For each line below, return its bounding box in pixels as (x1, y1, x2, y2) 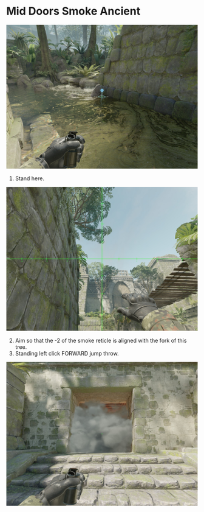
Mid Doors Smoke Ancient (6, 4, 141, 18)
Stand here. (15, 175, 44, 182)
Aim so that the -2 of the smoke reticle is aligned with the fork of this (15, 337, 187, 344)
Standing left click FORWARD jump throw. (15, 349, 120, 357)
